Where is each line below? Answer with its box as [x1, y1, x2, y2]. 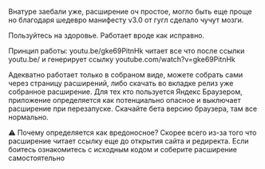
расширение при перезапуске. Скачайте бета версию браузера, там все [8, 104, 258, 113]
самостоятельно [8, 153, 65, 163]
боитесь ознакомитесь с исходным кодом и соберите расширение [8, 145, 238, 154]
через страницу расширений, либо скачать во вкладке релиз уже [8, 79, 234, 88]
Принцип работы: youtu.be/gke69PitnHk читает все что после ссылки [8, 46, 245, 55]
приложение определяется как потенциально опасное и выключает [8, 96, 241, 104]
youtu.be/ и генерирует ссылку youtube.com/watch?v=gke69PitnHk [8, 55, 235, 64]
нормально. [8, 112, 49, 122]
